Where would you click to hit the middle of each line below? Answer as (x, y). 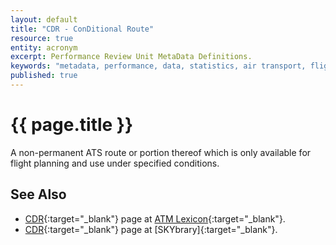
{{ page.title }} (72, 125)
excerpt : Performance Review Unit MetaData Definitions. (131, 57)
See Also (38, 194)
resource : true (42, 38)
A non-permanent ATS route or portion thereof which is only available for (161, 152)
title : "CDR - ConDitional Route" (82, 29)
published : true (44, 76)
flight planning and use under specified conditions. (115, 163)
